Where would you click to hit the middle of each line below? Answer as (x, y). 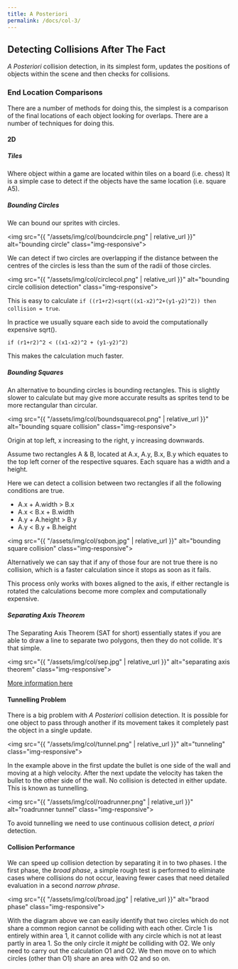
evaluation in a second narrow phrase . (64, 886)
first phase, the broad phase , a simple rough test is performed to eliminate (116, 870)
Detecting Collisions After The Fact (86, 49)
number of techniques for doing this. (61, 123)
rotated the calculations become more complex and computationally (107, 591)
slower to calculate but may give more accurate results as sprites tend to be (118, 398)
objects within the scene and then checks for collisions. (89, 74)
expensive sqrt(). (32, 330)
